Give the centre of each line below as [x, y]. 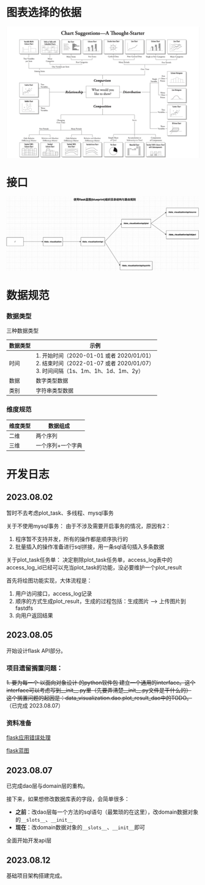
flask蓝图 [18, 750]
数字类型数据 [52, 381]
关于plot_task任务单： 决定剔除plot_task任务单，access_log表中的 [89, 559]
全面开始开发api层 [29, 840]
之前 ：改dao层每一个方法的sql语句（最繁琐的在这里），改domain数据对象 [107, 812]
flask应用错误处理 [28, 738]
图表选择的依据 [44, 13]
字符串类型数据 [54, 390]
